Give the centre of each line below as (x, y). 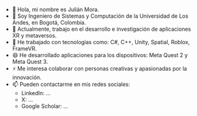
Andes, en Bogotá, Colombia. (49, 22)
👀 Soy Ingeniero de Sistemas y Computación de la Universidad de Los (100, 16)
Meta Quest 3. (30, 62)
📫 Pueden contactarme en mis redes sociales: (71, 84)
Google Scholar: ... (45, 106)
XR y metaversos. (34, 36)
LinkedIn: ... (36, 93)
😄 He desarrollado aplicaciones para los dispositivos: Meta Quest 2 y (100, 55)
